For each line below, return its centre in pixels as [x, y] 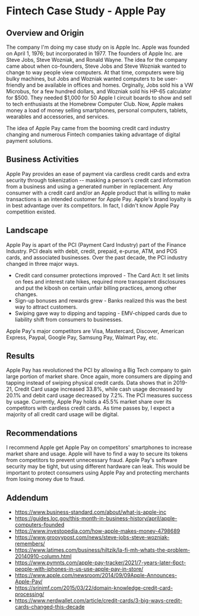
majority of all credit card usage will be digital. [63, 414]
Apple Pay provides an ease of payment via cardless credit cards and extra [98, 174]
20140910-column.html [43, 557]
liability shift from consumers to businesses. [69, 319]
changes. [26, 294]
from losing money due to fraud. [45, 479]
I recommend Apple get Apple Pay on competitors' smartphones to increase [99, 448]
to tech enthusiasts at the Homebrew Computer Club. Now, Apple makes [95, 104]
